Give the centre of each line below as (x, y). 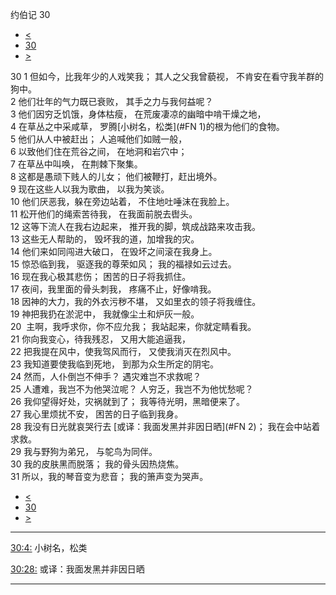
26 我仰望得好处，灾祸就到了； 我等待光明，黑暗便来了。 (128, 401)
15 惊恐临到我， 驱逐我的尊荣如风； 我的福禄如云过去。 (123, 264)
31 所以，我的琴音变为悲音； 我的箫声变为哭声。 (109, 476)
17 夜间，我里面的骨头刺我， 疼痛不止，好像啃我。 (113, 289)
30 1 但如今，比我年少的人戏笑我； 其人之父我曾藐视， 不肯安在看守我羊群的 (167, 76)
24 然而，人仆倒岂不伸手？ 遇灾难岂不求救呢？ (106, 376)
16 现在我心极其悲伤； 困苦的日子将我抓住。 (101, 276)
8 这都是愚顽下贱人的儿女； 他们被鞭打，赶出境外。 (116, 176)
